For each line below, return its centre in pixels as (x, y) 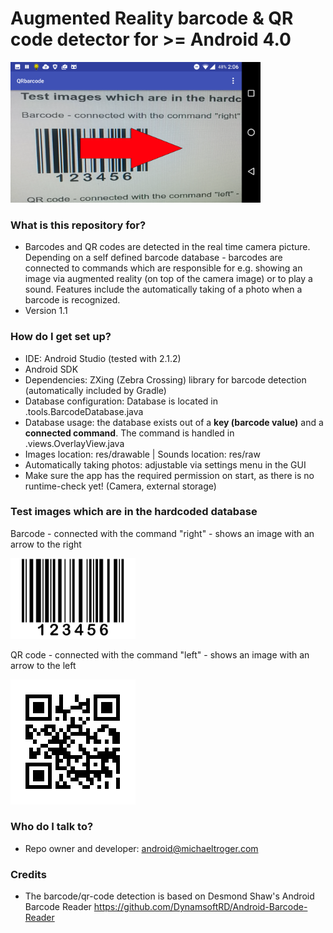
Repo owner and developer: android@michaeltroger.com (141, 848)
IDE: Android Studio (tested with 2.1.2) (103, 358)
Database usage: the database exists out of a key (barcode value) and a (174, 422)
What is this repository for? (78, 225)
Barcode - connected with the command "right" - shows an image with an (162, 533)
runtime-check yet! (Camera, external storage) (120, 486)
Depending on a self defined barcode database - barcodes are (153, 258)
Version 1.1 (46, 311)
